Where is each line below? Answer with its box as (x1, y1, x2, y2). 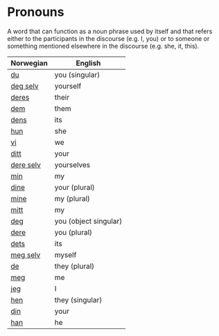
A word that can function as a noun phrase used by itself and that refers (7, 27, 213, 35)
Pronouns (7, 4, 64, 20)
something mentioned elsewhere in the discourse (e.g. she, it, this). (7, 42, 200, 50)
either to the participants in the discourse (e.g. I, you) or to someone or (7, 34, 210, 42)
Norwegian (10, 58, 49, 68)
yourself (54, 81, 82, 91)
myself (54, 250, 77, 260)
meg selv (10, 250, 41, 260)
